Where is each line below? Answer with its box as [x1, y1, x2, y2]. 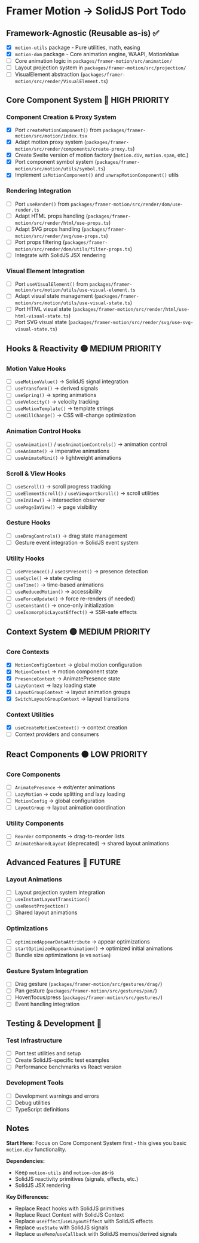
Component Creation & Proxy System [6, 112, 117, 121]
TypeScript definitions [14, 1105, 70, 1113]
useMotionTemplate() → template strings [14, 405, 114, 412]
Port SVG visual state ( [14, 319, 71, 326]
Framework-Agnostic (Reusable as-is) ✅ [6, 28, 160, 38]
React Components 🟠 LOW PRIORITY [6, 749, 148, 759]
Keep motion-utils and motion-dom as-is [14, 1169, 114, 1176]
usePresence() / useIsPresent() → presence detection [14, 568, 148, 575]
